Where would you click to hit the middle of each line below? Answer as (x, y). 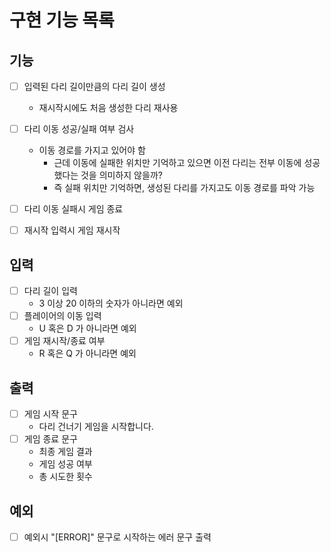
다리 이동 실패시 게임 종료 (73, 209)
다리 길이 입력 (50, 291)
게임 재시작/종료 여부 (64, 341)
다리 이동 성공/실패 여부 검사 (79, 129)
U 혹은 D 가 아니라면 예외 (87, 328)
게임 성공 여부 (65, 464)
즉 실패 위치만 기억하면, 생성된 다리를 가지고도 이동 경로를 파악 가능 (184, 188)
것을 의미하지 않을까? (121, 175)
